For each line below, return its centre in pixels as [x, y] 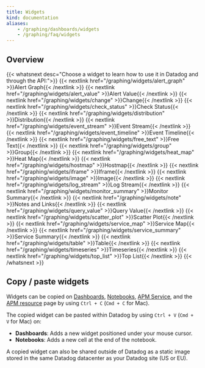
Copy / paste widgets [48, 282]
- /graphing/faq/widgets [49, 35]
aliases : [17, 23]
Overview [25, 60]
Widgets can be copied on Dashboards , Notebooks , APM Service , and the [99, 296]
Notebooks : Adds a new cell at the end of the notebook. [86, 339]
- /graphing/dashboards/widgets [58, 29]
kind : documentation [33, 18]
